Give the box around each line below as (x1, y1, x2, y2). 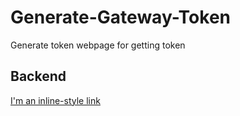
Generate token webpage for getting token (10, 39, 186, 51)
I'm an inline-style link (10, 94, 101, 106)
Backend (10, 68, 67, 85)
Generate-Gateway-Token (10, 6, 231, 29)
